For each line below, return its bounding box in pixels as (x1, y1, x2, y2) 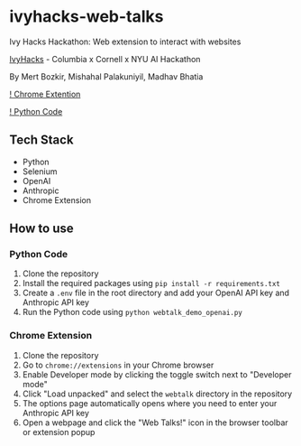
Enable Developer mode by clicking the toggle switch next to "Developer (22, 368, 292, 380)
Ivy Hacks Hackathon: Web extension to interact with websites (9, 36, 242, 47)
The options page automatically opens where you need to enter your (22, 397, 278, 408)
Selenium (22, 165, 58, 177)
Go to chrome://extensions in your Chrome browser (22, 359, 214, 370)
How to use (9, 221, 74, 237)
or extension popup (22, 426, 96, 437)
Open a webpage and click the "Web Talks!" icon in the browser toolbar (22, 417, 288, 428)
